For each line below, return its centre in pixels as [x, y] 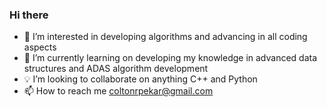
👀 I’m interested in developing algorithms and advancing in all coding [165, 37]
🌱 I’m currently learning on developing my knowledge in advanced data [170, 58]
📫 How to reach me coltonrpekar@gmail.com [118, 91]
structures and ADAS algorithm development [116, 69]
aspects [40, 47]
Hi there [29, 15]
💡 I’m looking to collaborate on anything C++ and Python [140, 79]
